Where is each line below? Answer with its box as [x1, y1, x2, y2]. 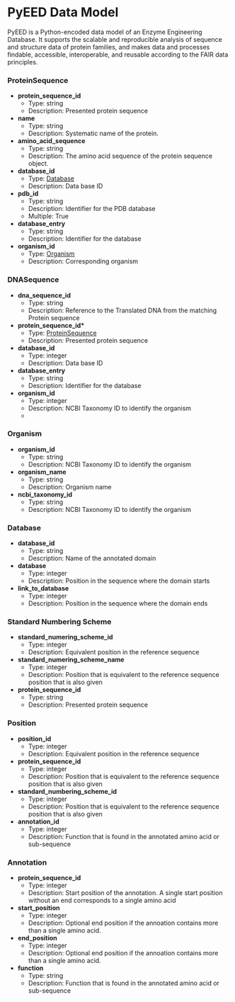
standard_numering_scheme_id [17, 633, 113, 642]
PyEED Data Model [7, 4, 119, 21]
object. [28, 159, 49, 168]
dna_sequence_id [17, 291, 71, 300]
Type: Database [28, 174, 74, 183]
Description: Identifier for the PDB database [28, 205, 156, 213]
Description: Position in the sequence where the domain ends [28, 599, 208, 608]
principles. [7, 57, 38, 66]
